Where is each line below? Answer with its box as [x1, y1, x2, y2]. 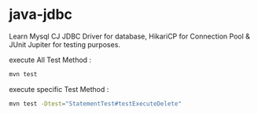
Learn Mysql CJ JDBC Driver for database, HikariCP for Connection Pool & [9, 31, 251, 41]
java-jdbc [9, 6, 73, 24]
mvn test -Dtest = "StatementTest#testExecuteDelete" [9, 100, 182, 108]
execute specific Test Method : [9, 84, 109, 94]
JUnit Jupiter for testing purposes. [9, 39, 121, 49]
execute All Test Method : [9, 55, 92, 64]
